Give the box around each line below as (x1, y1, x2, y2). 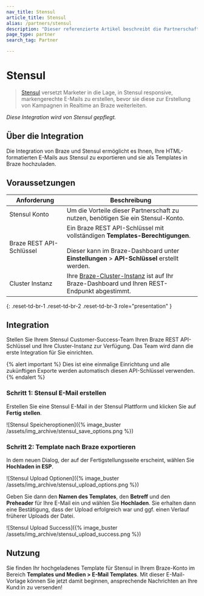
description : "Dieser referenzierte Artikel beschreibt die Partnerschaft (6, 26, 200, 32)
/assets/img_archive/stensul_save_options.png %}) (6, 427, 134, 435)
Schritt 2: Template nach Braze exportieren (6, 442, 136, 451)
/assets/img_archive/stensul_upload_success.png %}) (6, 530, 141, 538)
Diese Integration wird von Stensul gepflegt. (6, 113, 117, 120)
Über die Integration (6, 131, 84, 142)
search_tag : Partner (6, 37, 59, 43)
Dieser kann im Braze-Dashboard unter (66, 246, 180, 255)
